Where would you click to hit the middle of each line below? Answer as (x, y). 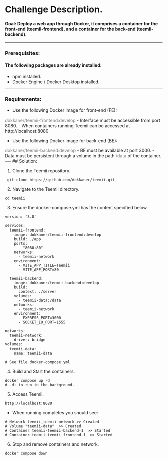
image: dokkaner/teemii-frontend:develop (58, 235)
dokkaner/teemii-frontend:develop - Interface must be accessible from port (83, 120)
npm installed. (27, 76)
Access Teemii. (28, 394)
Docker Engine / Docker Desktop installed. (56, 82)
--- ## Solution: (21, 161)
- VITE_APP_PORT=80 (38, 270)
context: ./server (37, 292)
